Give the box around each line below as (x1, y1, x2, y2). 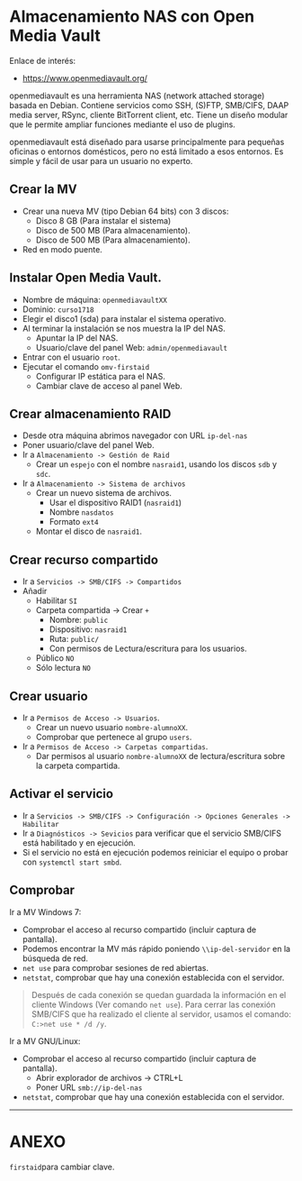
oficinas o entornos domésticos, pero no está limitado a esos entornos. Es (9, 146, 284, 157)
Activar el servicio (9, 786, 114, 801)
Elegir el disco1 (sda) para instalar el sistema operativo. (22, 313, 226, 324)
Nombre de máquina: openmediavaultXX (22, 294, 168, 305)
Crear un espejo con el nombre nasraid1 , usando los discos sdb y (35, 459, 277, 470)
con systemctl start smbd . (22, 856, 122, 867)
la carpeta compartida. (35, 760, 120, 771)
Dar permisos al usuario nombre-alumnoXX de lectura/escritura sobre (35, 751, 286, 761)
